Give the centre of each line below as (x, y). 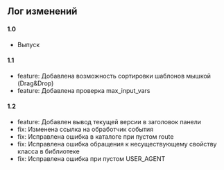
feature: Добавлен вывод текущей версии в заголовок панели (109, 122)
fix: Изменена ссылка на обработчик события (85, 129)
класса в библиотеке (48, 151)
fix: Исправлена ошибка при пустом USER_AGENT (91, 159)
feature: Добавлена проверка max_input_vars (84, 90)
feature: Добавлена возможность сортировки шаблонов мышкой (114, 76)
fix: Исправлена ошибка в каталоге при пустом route (95, 137)
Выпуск (28, 44)
